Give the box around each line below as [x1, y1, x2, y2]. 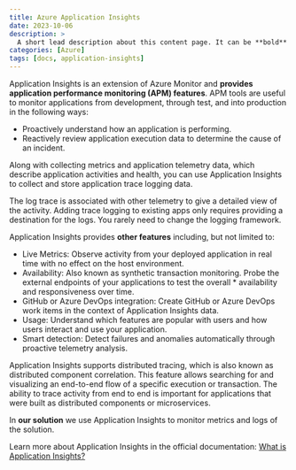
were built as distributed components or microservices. [9, 397, 211, 408]
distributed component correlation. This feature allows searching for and [9, 369, 275, 380]
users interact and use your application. [21, 324, 167, 335]
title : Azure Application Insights [9, 12, 141, 22]
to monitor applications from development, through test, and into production [9, 97, 287, 107]
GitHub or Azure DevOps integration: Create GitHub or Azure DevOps [21, 296, 276, 306]
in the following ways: [9, 107, 89, 117]
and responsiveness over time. [21, 287, 135, 297]
